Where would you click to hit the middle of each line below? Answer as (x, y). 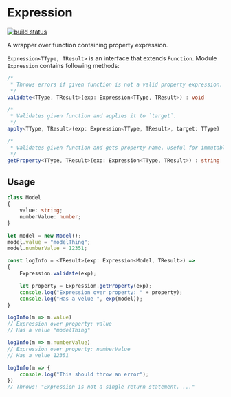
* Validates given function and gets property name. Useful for (104, 148)
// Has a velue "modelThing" (49, 330)
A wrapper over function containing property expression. (88, 45)
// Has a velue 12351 (38, 355)
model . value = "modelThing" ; (49, 242)
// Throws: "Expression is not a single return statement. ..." (101, 387)
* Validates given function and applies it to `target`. (93, 116)
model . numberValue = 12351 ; (47, 249)
